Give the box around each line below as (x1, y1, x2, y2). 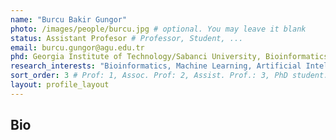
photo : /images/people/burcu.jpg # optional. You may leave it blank (10, 24, 307, 34)
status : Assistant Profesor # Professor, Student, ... (10, 33, 244, 43)
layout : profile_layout (10, 80, 110, 90)
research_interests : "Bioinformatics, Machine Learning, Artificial (10, 61, 302, 71)
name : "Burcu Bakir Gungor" (10, 14, 128, 25)
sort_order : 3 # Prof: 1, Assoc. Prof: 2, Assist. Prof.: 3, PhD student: (10, 71, 329, 81)
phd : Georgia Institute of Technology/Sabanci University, (10, 52, 262, 62)
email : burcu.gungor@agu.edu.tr (10, 42, 145, 53)
